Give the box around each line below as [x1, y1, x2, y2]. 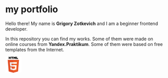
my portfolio [5, 4, 58, 15]
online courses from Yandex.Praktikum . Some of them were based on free [5, 41, 163, 47]
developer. [5, 25, 28, 32]
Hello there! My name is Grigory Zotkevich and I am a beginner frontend [5, 20, 158, 27]
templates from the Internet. [5, 46, 64, 53]
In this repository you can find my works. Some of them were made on [5, 36, 153, 42]
